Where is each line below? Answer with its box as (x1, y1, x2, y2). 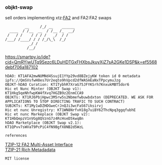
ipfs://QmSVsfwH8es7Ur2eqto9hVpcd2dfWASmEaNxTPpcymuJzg (5, 78, 121, 83)
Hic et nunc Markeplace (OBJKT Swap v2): (5, 112, 90, 117)
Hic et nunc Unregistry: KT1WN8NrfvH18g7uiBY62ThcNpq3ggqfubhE (5, 108, 136, 113)
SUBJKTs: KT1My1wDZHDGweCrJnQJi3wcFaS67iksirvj (5, 103, 104, 108)
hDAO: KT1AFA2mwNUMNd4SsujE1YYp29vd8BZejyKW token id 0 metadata (5, 74, 140, 79)
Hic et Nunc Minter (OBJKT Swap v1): (5, 86, 82, 91)
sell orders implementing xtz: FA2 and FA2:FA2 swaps (5, 15, 112, 21)
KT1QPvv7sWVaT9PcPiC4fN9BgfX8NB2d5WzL (5, 125, 84, 130)
